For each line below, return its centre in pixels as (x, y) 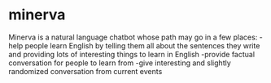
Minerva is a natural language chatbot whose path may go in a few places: (133, 37)
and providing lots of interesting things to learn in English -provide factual (131, 54)
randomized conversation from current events (85, 71)
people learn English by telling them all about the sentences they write (142, 45)
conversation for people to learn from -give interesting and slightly (120, 63)
